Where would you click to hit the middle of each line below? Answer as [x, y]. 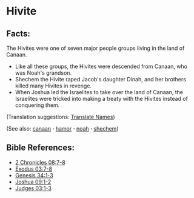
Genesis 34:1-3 [34, 175]
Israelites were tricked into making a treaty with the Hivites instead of [101, 99]
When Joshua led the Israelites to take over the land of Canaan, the [99, 92]
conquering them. [37, 105]
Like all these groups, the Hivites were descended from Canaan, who [101, 66]
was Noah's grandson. [43, 73]
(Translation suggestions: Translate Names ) [61, 117]
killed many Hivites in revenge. [53, 86]
